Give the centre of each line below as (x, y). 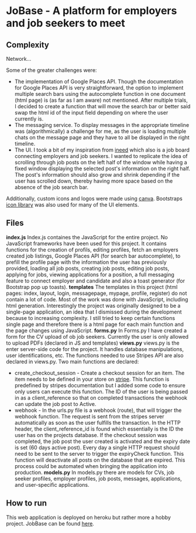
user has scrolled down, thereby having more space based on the (94, 181)
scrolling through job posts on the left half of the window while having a (101, 162)
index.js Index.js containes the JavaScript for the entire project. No (87, 237)
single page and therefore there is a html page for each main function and (95, 324)
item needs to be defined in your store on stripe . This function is (92, 379)
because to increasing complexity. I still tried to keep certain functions (91, 318)
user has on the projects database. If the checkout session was (91, 435)
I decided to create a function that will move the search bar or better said (102, 106)
